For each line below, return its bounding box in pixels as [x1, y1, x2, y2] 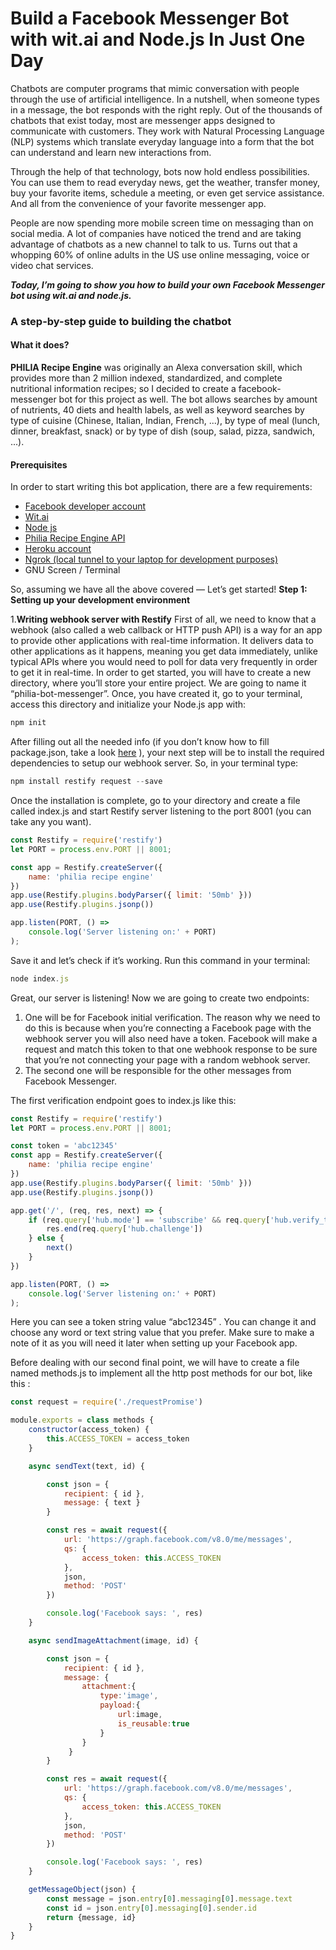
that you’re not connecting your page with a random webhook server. [24, 1053, 311, 1066]
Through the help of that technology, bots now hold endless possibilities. [10, 165, 310, 177]
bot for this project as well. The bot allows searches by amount [58, 393, 318, 406]
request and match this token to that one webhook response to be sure [24, 1043, 318, 1055]
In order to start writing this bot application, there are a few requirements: [10, 481, 313, 493]
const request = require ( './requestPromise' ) [10, 1397, 203, 1407]
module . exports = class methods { [10, 1415, 155, 1426]
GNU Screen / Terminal [24, 564, 121, 576]
